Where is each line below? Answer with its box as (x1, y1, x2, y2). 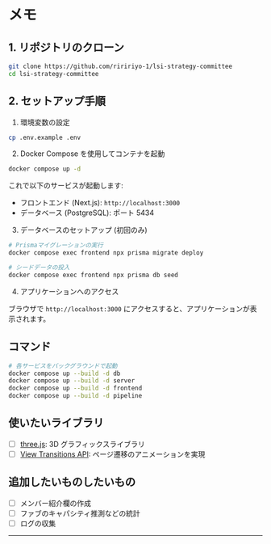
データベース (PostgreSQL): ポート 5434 (19, 208, 155, 217)
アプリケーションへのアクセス (19, 286, 119, 296)
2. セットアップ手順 (8, 95, 106, 108)
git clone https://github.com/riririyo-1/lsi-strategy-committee (8, 62, 232, 70)
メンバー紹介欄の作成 (19, 498, 91, 508)
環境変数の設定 (19, 117, 70, 127)
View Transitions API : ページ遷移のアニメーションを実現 (19, 449, 206, 459)
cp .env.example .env (8, 133, 81, 141)
